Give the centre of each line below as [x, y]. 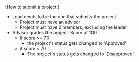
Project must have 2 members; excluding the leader [73, 27]
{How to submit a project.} [32, 7]
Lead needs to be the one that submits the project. [65, 17]
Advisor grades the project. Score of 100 [54, 33]
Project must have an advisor [50, 22]
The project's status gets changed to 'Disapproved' [81, 54]
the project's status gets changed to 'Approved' [77, 43]
